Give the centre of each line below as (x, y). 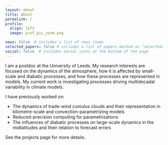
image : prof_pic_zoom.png (37, 33)
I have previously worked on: (35, 96)
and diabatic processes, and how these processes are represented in (88, 76)
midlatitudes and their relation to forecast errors (62, 127)
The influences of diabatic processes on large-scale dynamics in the (83, 122)
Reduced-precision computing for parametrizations (65, 117)
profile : (14, 24)
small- (148, 71)
